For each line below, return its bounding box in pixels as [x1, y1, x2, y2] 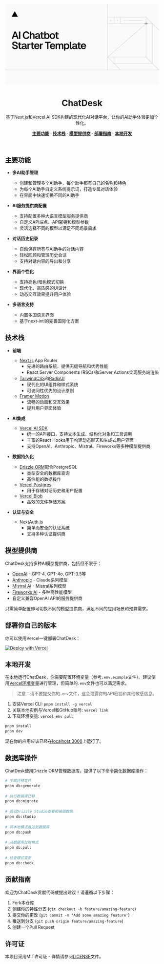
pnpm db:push [5, 830, 32, 835]
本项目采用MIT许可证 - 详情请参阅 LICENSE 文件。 [5, 954, 104, 960]
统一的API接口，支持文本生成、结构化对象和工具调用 [26, 431, 132, 437]
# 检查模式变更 [5, 856, 32, 860]
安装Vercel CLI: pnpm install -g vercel [12, 701, 92, 707]
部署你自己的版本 [5, 621, 57, 630]
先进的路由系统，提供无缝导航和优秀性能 [26, 363, 108, 369]
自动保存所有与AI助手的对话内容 [19, 246, 84, 252]
